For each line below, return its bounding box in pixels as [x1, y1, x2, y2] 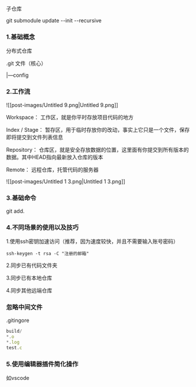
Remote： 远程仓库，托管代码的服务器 [6, 166, 99, 173]
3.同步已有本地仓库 [6, 274, 53, 282]
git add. [6, 207, 25, 214]
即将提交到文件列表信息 [6, 134, 63, 141]
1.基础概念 [6, 32, 35, 41]
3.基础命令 [6, 194, 37, 202]
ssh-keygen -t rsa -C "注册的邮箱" [6, 251, 90, 257]
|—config [6, 71, 29, 79]
